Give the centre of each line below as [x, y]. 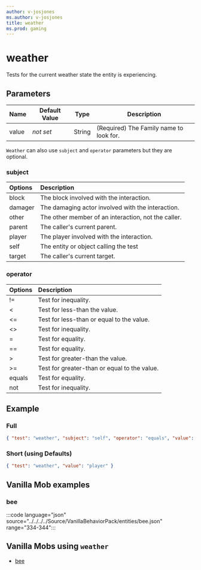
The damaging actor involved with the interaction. [109, 207]
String [82, 132]
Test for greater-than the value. [83, 358]
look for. [108, 135]
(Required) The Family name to [140, 128]
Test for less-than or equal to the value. [94, 319]
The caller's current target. [77, 257]
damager [22, 207]
